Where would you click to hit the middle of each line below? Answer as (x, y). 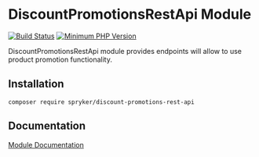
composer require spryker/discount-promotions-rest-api (101, 102)
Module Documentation (46, 145)
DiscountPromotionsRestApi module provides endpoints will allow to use (125, 51)
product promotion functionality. (60, 59)
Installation (36, 84)
